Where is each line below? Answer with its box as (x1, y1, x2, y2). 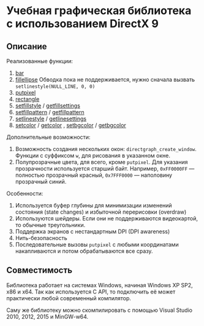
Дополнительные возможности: (6, 133, 91, 141)
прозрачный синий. (15, 178, 67, 185)
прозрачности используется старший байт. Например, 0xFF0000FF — (15, 165, 195, 172)
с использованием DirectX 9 (6, 17, 159, 31)
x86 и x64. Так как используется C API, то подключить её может (6, 288, 176, 295)
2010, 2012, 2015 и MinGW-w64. (6, 312, 89, 320)
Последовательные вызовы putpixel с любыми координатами (15, 241, 179, 248)
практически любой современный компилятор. (6, 294, 132, 301)
